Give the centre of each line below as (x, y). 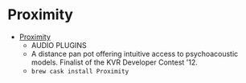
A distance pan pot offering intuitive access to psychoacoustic (135, 53)
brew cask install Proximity (80, 71)
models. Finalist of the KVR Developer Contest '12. (115, 62)
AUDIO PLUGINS (59, 45)
